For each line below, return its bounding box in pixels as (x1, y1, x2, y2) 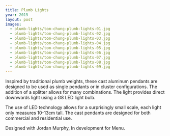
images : (5, 21, 22, 27)
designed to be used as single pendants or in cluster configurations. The (5, 84, 158, 90)
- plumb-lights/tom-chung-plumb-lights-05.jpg (10, 45, 110, 50)
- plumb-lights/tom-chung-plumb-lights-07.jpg (10, 55, 110, 60)
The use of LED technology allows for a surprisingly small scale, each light (5, 104, 161, 111)
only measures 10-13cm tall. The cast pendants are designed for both (5, 110, 151, 116)
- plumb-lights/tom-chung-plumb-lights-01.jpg (10, 26, 110, 32)
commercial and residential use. (5, 115, 72, 121)
